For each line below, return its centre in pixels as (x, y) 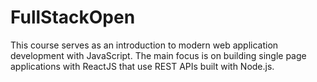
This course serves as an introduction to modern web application (144, 45)
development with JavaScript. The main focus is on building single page (158, 55)
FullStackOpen (73, 17)
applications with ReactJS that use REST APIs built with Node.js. (142, 66)
